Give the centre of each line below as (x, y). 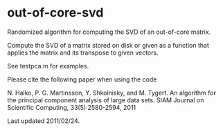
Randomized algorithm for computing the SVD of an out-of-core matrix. (109, 32)
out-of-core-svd (55, 13)
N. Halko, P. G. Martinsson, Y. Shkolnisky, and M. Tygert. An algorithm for (111, 93)
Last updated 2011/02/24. (44, 121)
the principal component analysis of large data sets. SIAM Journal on (106, 100)
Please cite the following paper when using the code (82, 79)
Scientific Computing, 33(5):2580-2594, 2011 (72, 107)
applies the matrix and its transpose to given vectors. (83, 53)
